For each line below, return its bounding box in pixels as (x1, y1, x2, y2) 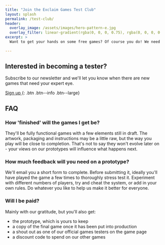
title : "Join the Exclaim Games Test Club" (5, 7, 96, 12)
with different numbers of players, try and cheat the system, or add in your (5, 180, 157, 186)
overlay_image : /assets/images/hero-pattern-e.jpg (9, 26, 116, 31)
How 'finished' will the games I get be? (5, 119, 100, 126)
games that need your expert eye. (5, 80, 74, 86)
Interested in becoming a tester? (5, 62, 107, 70)
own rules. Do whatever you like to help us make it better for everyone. (5, 185, 149, 191)
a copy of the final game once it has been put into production (12, 223, 137, 229)
